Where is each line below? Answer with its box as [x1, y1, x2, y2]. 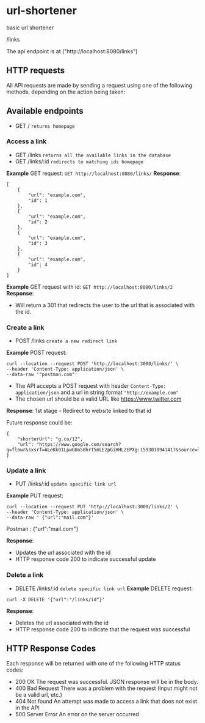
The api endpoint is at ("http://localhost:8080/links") [6, 47, 138, 55]
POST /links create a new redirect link [15, 337, 118, 344]
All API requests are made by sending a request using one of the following [6, 81, 193, 89]
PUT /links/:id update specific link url [15, 480, 117, 488]
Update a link [6, 466, 46, 475]
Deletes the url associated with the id [15, 619, 109, 626]
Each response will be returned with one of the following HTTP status [6, 659, 181, 667]
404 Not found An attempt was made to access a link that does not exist [15, 697, 197, 705]
